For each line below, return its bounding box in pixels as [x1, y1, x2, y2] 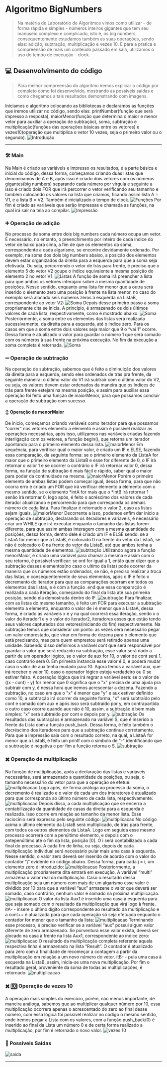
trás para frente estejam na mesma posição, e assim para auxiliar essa [5, 387, 150, 393]
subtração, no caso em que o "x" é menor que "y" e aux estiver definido [5, 690, 153, 696]
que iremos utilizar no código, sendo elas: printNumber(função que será [5, 108, 153, 114]
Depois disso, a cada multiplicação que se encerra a [38, 801, 146, 807]
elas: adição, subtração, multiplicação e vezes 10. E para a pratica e [17, 41, 157, 47]
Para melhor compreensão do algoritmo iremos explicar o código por [17, 82, 159, 88]
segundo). [5, 134, 26, 140]
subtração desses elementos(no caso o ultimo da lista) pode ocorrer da [5, 563, 152, 569]
